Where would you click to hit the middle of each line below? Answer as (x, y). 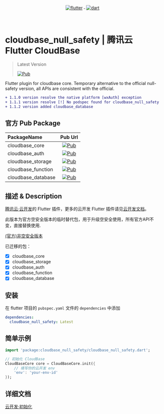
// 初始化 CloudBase (25, 359)
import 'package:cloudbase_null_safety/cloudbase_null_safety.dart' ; (78, 350)
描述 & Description (34, 196)
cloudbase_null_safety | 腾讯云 (69, 40)
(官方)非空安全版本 (24, 236)
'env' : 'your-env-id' (36, 373)
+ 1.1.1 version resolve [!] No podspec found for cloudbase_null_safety (82, 102)
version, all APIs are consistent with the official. (67, 88)
